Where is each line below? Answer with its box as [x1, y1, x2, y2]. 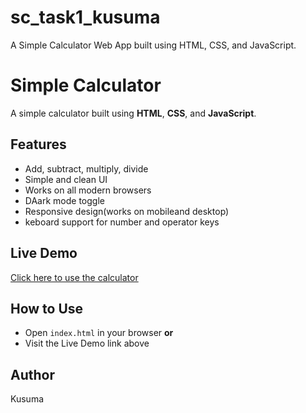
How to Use [10, 300, 84, 317]
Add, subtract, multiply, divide [24, 162, 149, 175]
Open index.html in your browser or [24, 327, 174, 339]
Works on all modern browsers [24, 184, 152, 196]
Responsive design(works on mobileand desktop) [24, 205, 230, 217]
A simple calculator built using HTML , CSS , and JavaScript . [10, 107, 257, 119]
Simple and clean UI [24, 173, 108, 185]
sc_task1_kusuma [10, 6, 161, 29]
